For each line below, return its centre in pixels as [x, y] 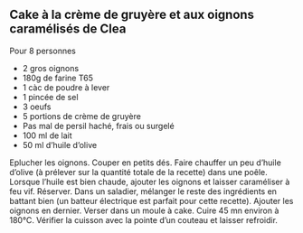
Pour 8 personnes [43, 51]
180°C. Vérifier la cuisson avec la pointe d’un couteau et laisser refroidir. [144, 219]
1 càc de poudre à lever [66, 87]
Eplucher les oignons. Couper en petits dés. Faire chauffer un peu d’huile [146, 163]
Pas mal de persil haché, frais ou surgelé [98, 126]
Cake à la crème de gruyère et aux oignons [132, 15]
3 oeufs [37, 107]
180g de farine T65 [57, 78]
